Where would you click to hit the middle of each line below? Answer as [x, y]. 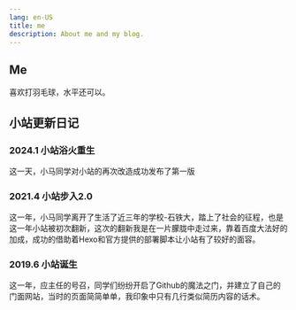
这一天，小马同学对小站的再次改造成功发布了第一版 [102, 171]
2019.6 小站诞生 [43, 265]
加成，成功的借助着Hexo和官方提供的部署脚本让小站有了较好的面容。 [135, 239]
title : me [27, 26]
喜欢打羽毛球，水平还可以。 [60, 92]
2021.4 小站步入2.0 [51, 196]
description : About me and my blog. [76, 34]
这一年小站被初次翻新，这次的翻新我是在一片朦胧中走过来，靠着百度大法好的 [148, 229]
